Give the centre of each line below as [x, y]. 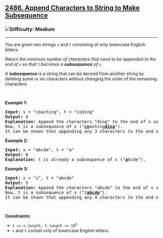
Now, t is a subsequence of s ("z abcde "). [56, 192]
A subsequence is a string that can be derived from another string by [74, 73]
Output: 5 [16, 183]
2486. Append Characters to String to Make [72, 8]
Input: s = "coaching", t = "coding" [50, 112]
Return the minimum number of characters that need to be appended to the [81, 59]
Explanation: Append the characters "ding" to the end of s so [82, 121]
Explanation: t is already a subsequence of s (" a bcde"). [75, 159]
